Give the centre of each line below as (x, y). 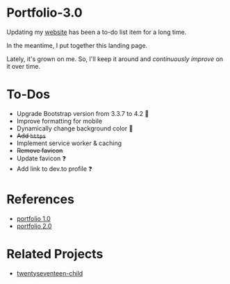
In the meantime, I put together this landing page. (77, 45)
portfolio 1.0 (33, 218)
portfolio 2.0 (34, 226)
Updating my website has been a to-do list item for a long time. (97, 32)
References (40, 200)
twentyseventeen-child (50, 273)
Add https (31, 135)
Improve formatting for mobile (59, 121)
